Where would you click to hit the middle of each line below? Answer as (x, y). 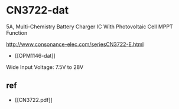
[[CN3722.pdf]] (34, 100)
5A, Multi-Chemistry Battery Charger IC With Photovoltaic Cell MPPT (89, 27)
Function (17, 32)
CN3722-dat (38, 10)
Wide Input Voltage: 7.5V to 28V (45, 67)
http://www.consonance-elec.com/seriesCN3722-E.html (75, 44)
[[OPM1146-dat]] (35, 55)
